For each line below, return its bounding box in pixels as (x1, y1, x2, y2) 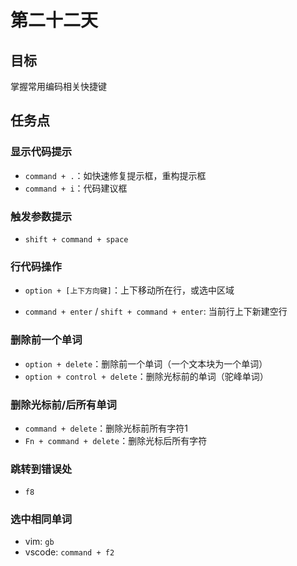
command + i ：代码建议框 (24, 182, 128, 194)
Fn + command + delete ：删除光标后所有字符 (24, 434, 208, 446)
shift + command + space (24, 234, 129, 245)
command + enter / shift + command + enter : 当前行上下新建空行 (24, 306, 288, 318)
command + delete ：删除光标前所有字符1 (24, 422, 189, 434)
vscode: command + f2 (24, 546, 115, 558)
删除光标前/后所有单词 (10, 397, 117, 411)
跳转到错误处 (10, 462, 73, 476)
